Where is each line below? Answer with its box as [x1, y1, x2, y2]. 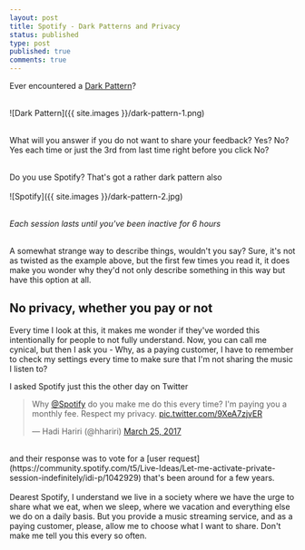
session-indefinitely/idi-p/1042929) [9, 472, 143, 483]
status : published [9, 30, 79, 39]
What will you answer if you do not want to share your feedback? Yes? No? [9, 135, 290, 145]
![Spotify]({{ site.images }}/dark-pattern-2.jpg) [9, 192, 183, 201]
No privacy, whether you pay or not [9, 300, 213, 316]
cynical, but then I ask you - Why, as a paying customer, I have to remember [9, 344, 294, 355]
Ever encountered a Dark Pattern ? [9, 81, 136, 91]
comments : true [9, 55, 67, 64]
